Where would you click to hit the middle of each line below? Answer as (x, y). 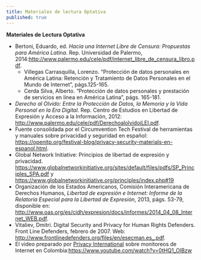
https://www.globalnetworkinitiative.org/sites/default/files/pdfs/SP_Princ (105, 167)
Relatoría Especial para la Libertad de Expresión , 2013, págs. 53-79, (99, 199)
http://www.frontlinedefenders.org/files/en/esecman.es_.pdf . (90, 237)
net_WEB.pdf (31, 218)
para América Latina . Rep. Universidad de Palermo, (79, 52)
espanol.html (31, 148)
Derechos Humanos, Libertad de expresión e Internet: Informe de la (98, 193)
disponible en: (32, 205)
